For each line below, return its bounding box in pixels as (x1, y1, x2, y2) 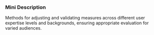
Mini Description (5, 4, 46, 11)
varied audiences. (5, 25, 42, 31)
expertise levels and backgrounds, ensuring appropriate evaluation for (5, 20, 149, 26)
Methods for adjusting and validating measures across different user (5, 15, 146, 21)
